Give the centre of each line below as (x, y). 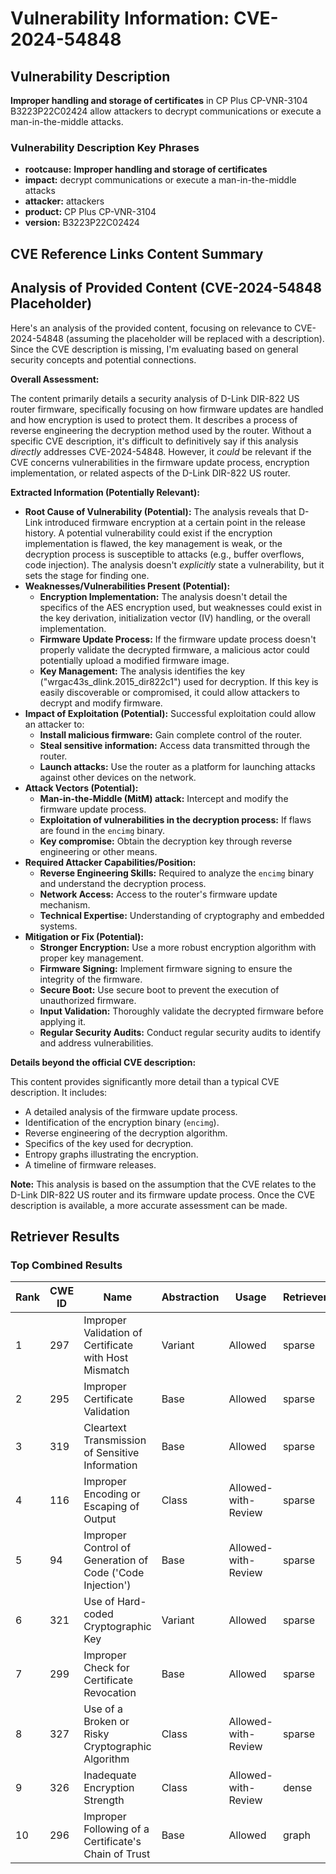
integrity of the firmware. (91, 979)
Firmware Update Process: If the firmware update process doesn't (178, 639)
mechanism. (65, 904)
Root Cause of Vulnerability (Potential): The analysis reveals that (160, 511)
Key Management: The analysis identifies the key (142, 671)
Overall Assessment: (55, 379)
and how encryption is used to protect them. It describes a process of (154, 419)
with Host (106, 1358)
